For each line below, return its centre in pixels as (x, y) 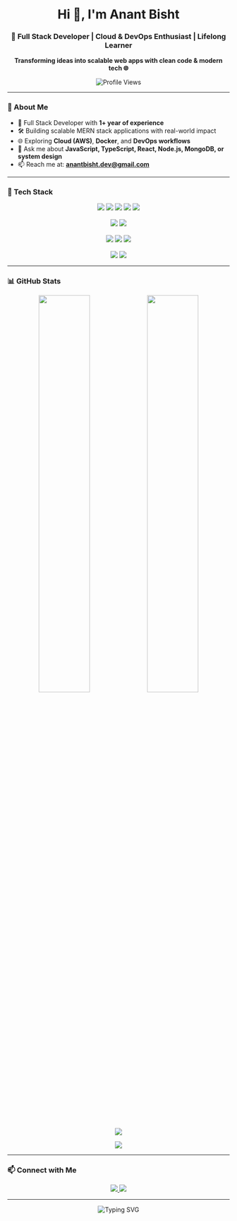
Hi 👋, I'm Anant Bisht (119, 14)
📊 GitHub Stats (34, 281)
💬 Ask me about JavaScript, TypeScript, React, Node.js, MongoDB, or (121, 148)
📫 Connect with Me (42, 1170)
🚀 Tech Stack (30, 191)
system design (39, 156)
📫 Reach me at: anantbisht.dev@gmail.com (83, 164)
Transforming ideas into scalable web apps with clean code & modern (119, 61)
